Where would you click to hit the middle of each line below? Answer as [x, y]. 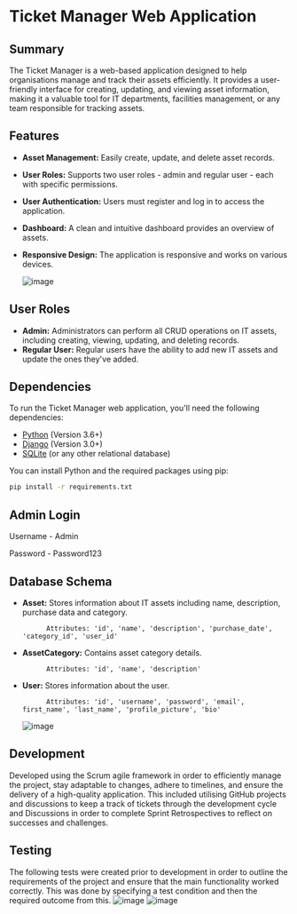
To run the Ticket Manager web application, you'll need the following [134, 408]
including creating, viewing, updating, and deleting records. [131, 340]
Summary [37, 49]
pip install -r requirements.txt [71, 487]
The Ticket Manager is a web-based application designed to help [128, 70]
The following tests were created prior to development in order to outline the [148, 871]
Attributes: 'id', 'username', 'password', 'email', [145, 702]
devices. [38, 264]
